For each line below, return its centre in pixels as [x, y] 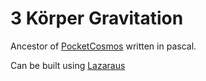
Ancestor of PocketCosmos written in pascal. [103, 46]
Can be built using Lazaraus [68, 65]
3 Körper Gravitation [97, 18]
